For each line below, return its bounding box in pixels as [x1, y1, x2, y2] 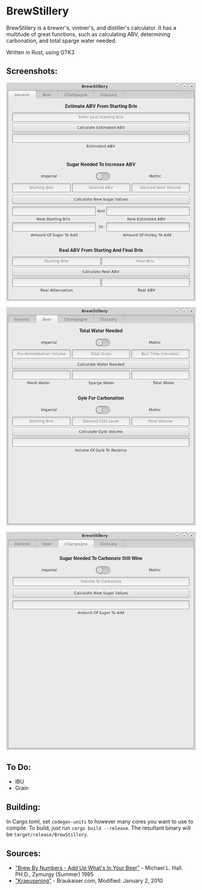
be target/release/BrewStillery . [6, 831, 89, 838]
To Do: [6, 762, 31, 772]
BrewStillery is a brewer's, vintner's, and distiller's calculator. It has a [6, 24, 176, 31]
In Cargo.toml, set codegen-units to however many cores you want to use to [6, 818, 194, 825]
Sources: [6, 848, 41, 859]
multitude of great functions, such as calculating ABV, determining [6, 30, 171, 37]
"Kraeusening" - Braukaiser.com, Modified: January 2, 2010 [14, 877, 164, 884]
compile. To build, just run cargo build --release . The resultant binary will [6, 824, 191, 832]
